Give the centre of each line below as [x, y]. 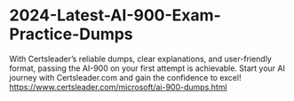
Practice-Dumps [71, 34]
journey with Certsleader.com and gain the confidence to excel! [125, 77]
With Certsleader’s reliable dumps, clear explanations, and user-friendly [141, 58]
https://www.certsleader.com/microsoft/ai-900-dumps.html [119, 87]
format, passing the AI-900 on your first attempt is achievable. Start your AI [147, 68]
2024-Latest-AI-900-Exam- [115, 16]
